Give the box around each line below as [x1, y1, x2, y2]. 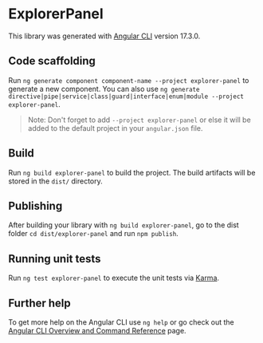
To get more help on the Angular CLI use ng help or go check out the [8, 317, 234, 327]
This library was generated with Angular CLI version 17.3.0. [8, 31, 201, 41]
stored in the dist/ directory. [8, 176, 104, 186]
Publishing [8, 199, 63, 212]
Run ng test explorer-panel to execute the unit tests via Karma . [8, 273, 220, 283]
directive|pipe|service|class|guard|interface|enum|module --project [8, 93, 245, 101]
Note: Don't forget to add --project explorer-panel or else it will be [27, 115, 251, 124]
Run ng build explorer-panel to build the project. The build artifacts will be [8, 168, 256, 177]
